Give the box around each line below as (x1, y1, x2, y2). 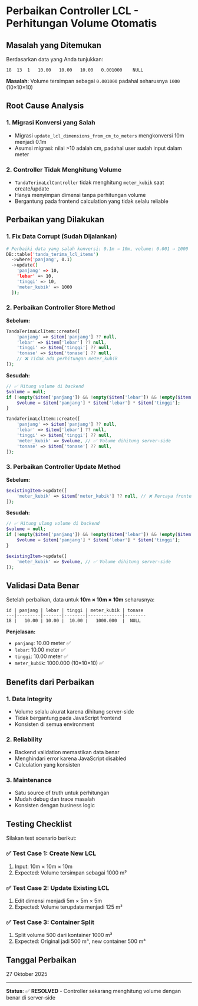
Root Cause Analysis (6, 101, 84, 111)
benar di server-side (6, 994, 56, 1001)
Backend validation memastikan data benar (14, 749, 120, 756)
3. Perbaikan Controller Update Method (6, 463, 121, 471)
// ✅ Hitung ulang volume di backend (6, 521, 100, 527)
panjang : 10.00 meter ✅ (14, 640, 71, 647)
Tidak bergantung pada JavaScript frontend (14, 714, 121, 721)
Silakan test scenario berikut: (6, 834, 77, 841)
